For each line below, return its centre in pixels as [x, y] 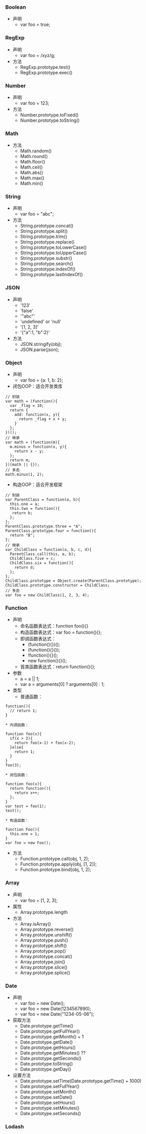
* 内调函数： [17, 725]
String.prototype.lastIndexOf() [51, 275]
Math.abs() [32, 173]
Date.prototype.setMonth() [48, 1092]
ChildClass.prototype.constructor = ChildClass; [58, 585]
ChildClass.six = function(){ [42, 563]
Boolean [16, 7]
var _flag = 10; [27, 406]
